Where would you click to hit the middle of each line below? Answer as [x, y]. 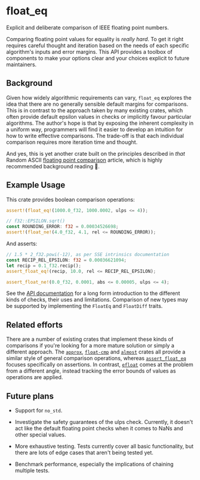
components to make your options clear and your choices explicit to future [98, 58]
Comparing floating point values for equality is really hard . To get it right [95, 39]
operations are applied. [35, 377]
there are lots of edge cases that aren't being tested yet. [84, 453]
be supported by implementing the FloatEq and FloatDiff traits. [84, 306]
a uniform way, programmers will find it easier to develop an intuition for [95, 129]
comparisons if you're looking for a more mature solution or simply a [90, 346]
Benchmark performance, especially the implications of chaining [94, 464]
